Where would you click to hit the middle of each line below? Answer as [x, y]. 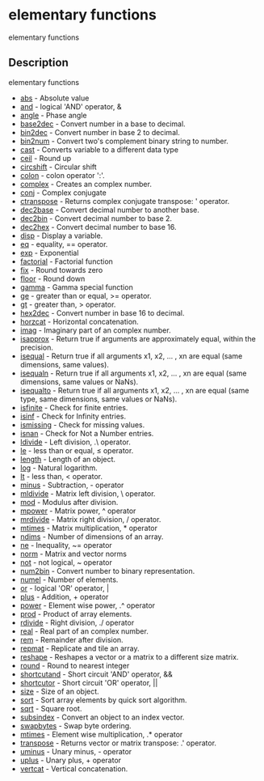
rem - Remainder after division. [71, 639]
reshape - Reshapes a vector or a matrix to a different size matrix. [129, 656]
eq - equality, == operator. [64, 244]
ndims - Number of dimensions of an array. [92, 537]
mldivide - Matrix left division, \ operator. [88, 493]
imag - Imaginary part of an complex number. [95, 330]
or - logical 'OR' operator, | [65, 588]
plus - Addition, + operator [64, 596]
